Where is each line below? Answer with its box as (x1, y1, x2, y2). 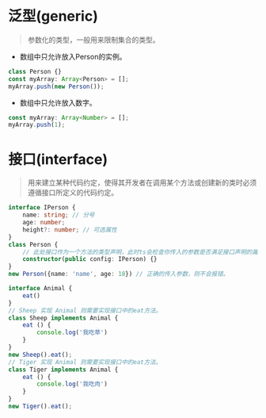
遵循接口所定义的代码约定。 (27, 188, 119, 197)
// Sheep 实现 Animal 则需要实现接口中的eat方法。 (8, 306, 162, 314)
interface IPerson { (8, 204, 77, 212)
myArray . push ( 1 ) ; (8, 121, 66, 129)
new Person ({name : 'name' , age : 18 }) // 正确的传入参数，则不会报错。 (8, 270, 230, 278)
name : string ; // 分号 (22, 211, 95, 219)
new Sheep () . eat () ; (8, 351, 73, 359)
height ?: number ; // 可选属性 (22, 225, 117, 234)
